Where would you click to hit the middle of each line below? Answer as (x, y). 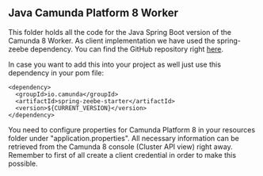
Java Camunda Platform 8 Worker (93, 13)
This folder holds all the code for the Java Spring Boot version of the (120, 32)
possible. (23, 163)
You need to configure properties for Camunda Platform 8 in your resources (132, 129)
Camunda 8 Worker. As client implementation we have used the (112, 40)
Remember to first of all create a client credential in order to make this (122, 155)
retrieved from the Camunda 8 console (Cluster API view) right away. (120, 147)
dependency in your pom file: (56, 73)
